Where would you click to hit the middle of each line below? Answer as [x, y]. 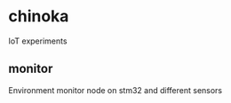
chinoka [39, 16]
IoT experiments [38, 41]
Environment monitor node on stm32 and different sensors [115, 90]
